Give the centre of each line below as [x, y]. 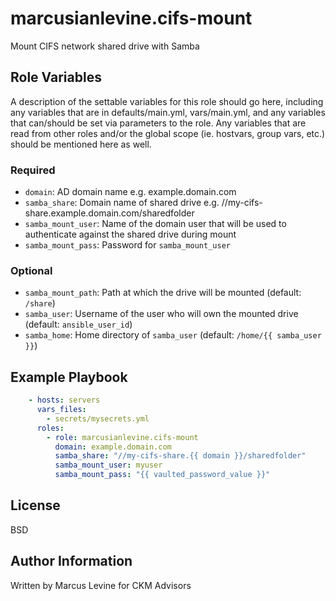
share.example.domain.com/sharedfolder [109, 213]
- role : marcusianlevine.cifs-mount [122, 437]
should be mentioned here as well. [81, 144]
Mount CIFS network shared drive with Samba [105, 46]
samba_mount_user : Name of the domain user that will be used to [155, 224]
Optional [31, 270]
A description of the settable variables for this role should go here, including [167, 101]
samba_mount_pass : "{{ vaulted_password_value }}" [162, 475]
